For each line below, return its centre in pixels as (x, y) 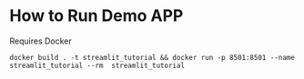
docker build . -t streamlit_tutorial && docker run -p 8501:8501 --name (152, 57)
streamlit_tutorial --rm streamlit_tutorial (97, 65)
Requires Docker (41, 41)
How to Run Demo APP (96, 16)
